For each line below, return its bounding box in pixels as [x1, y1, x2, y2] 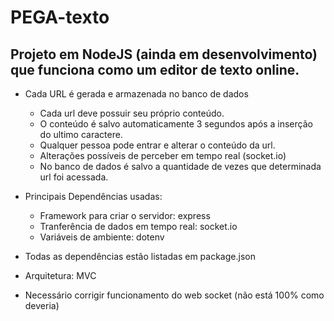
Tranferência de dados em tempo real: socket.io [39, 221, 238, 232]
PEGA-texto [10, 6, 110, 29]
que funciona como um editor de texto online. [10, 61, 300, 78]
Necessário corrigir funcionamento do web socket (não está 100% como [24, 289, 325, 301]
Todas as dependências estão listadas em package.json [24, 251, 256, 262]
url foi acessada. [39, 171, 109, 183]
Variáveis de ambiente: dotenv [39, 231, 165, 243]
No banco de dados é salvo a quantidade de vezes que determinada [39, 161, 322, 172]
